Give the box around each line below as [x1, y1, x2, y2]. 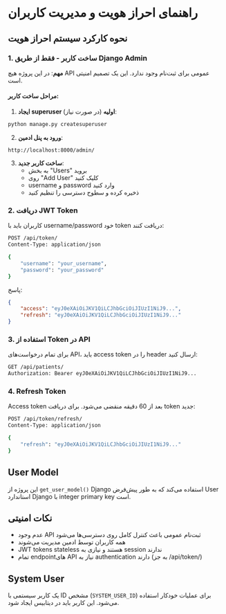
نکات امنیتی [8, 512, 53, 524]
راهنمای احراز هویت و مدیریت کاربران [8, 5, 198, 21]
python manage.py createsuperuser [8, 121, 108, 128]
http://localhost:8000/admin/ [8, 147, 95, 154]
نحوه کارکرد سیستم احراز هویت [8, 33, 128, 44]
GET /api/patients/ [8, 363, 64, 371]
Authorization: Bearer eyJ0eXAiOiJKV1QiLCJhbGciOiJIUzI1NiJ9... [8, 370, 197, 377]
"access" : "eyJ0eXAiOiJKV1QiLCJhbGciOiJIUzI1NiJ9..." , [20, 305, 182, 312]
